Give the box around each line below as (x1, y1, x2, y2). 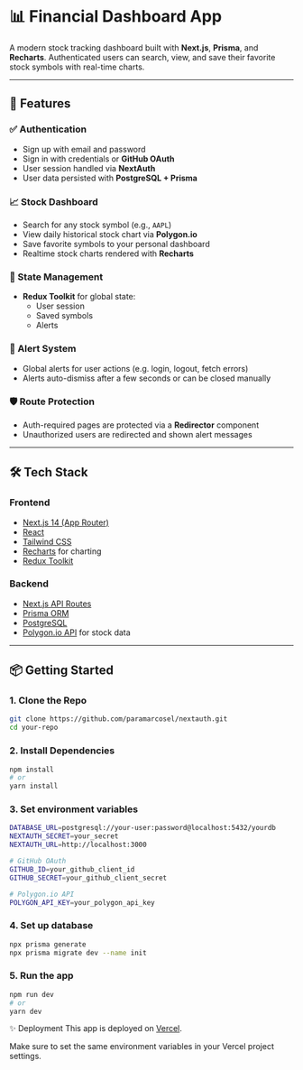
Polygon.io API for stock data (22, 627, 131, 638)
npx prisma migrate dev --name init (9, 948, 147, 957)
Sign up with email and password (22, 143, 146, 154)
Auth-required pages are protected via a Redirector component (22, 420, 260, 430)
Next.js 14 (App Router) (22, 517, 110, 528)
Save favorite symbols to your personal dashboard (22, 238, 210, 249)
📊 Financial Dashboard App (9, 6, 223, 27)
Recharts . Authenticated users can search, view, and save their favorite (9, 51, 276, 62)
